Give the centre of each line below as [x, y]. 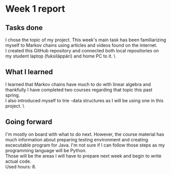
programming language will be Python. [46, 150]
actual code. [18, 161]
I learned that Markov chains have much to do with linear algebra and [78, 84]
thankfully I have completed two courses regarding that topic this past [79, 90]
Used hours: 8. [21, 166]
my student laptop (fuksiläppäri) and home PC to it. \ [60, 56]
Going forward [29, 122]
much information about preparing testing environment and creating [77, 139]
